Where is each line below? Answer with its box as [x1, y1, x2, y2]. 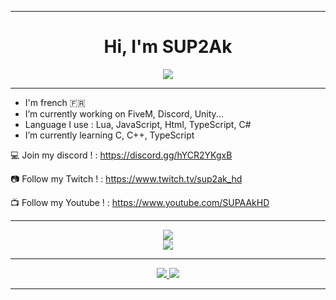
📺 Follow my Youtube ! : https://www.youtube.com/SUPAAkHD [10, 196, 270, 208]
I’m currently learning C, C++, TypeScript [24, 129, 195, 141]
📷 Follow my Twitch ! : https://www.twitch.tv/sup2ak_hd [10, 172, 243, 185]
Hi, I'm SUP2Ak [103, 36, 233, 58]
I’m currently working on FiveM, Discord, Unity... [24, 107, 224, 120]
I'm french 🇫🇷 [24, 96, 86, 108]
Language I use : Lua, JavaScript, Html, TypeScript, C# [24, 118, 252, 130]
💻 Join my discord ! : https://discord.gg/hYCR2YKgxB [10, 149, 233, 161]
